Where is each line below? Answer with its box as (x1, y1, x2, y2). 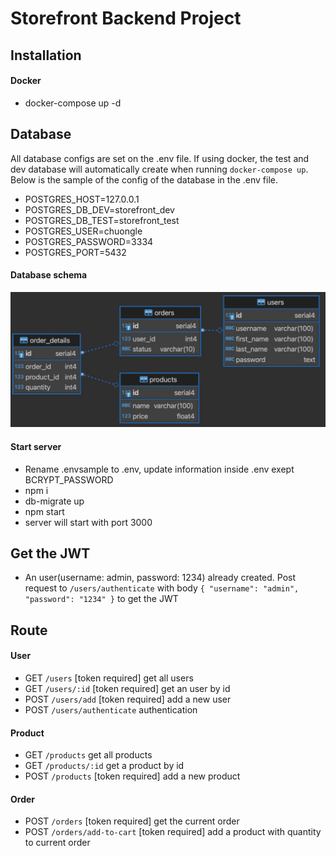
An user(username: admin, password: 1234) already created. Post (24, 572, 297, 584)
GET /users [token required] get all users (24, 672, 194, 684)
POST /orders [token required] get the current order (24, 815, 240, 827)
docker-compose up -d (24, 97, 122, 109)
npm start (24, 505, 65, 517)
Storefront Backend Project (10, 7, 242, 30)
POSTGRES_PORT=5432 (24, 246, 127, 258)
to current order (24, 837, 91, 849)
